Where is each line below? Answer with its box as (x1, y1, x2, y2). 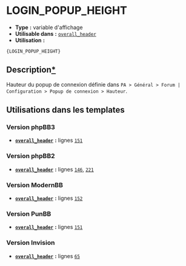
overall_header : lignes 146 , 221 (15, 165, 94, 173)
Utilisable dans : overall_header (15, 30, 97, 37)
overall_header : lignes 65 (15, 252, 81, 259)
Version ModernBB (6, 181, 64, 189)
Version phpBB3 (6, 123, 56, 131)
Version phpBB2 (6, 152, 56, 161)
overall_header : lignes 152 (15, 195, 83, 202)
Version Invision (6, 239, 55, 247)
